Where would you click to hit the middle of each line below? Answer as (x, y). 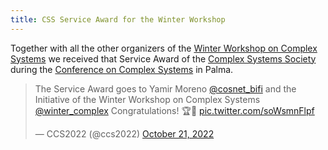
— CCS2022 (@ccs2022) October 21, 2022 (124, 133)
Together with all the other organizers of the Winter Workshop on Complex (164, 48)
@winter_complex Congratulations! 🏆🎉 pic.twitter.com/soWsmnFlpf (174, 110)
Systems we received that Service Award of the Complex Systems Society (163, 58)
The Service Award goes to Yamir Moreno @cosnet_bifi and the (165, 88)
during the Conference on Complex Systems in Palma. (122, 69)
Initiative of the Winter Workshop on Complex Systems (147, 99)
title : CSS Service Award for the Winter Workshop (118, 19)
